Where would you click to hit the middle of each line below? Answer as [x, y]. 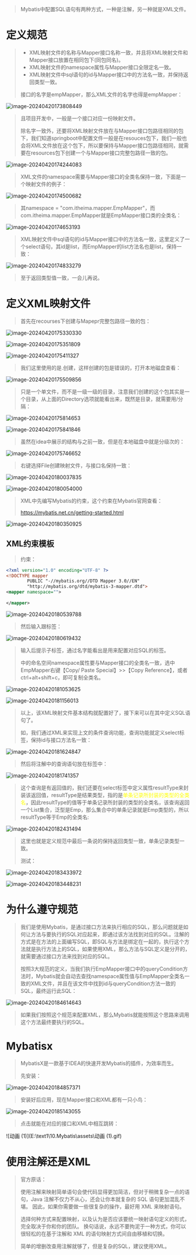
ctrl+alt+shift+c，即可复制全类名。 [62, 677]
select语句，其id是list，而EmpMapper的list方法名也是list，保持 [101, 246]
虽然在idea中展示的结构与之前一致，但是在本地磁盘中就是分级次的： [102, 441]
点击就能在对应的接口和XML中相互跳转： [69, 1123]
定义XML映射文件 [48, 304]
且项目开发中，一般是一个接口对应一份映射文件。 [79, 118]
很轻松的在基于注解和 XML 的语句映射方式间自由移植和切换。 [94, 1233]
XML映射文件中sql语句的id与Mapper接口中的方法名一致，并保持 [106, 74]
